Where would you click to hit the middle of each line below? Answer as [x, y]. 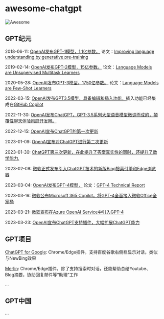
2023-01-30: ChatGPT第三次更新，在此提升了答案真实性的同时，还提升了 [79, 152]
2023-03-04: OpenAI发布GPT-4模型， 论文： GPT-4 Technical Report [75, 185]
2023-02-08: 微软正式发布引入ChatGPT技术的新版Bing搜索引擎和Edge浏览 [81, 168]
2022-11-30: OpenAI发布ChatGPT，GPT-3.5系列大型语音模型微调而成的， [79, 114]
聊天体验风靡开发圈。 [35, 121]
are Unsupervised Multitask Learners [42, 72]
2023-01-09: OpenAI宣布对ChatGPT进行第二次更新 [57, 141]
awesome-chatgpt [44, 9]
